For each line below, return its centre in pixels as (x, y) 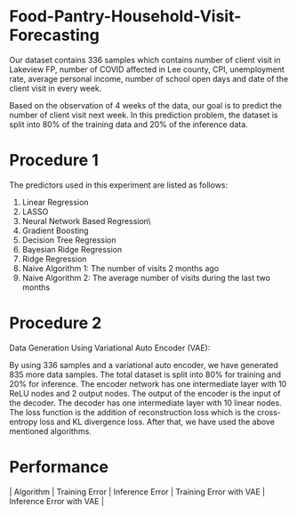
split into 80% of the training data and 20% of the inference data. (129, 124)
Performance (59, 467)
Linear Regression (55, 202)
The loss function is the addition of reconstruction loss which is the (132, 412)
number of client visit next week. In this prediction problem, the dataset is (144, 115)
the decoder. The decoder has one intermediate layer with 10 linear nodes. (145, 403)
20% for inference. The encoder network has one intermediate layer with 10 (148, 383)
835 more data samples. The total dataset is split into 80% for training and (145, 374)
